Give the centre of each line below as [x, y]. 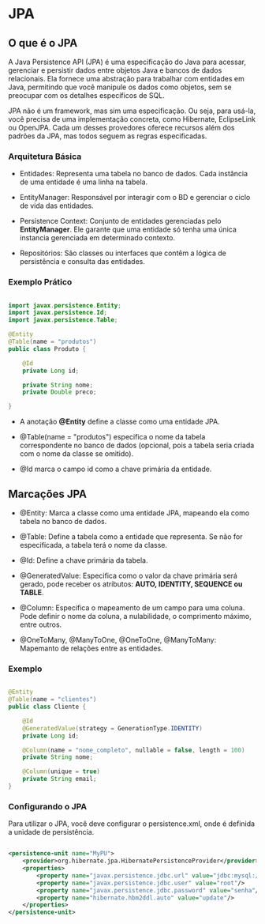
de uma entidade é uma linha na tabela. [84, 182]
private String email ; [60, 779]
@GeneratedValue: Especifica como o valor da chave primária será [129, 576]
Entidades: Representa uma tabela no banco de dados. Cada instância [134, 174]
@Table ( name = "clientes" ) [52, 700]
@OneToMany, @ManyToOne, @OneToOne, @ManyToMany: [118, 640]
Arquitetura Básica [45, 157]
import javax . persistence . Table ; [63, 320]
